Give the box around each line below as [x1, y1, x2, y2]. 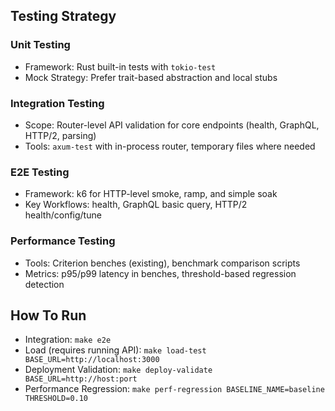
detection [24, 278, 65, 290]
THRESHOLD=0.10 [24, 394, 89, 404]
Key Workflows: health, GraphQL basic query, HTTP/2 [24, 199, 248, 211]
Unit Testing [10, 38, 71, 52]
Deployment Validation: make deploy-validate [24, 364, 213, 376]
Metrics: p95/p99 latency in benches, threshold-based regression [24, 267, 297, 279]
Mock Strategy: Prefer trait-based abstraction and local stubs [24, 71, 278, 83]
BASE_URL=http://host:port [24, 374, 138, 384]
